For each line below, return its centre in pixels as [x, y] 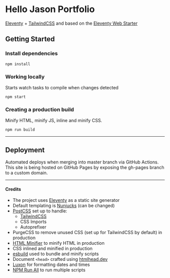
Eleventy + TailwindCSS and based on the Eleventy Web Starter [71, 23]
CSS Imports [33, 222]
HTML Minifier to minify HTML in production [58, 243]
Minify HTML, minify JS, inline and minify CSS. [54, 121]
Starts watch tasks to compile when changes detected [62, 87]
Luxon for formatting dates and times [51, 265]
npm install [18, 64]
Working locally [25, 77]
